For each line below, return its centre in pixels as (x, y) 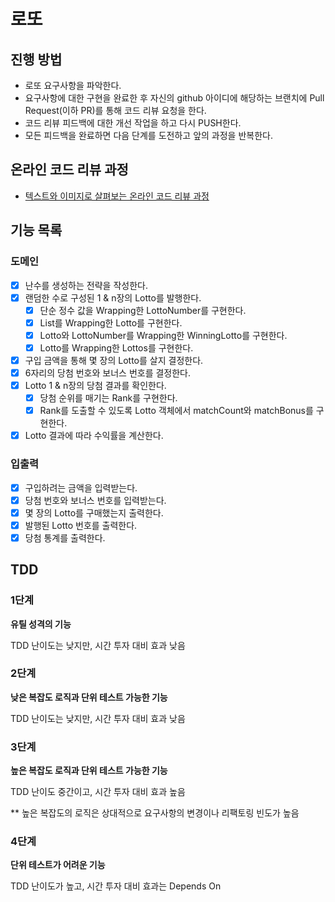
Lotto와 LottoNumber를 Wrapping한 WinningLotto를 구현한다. (163, 335)
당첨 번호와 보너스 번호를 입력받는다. (95, 500)
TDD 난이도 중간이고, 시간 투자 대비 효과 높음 (98, 792)
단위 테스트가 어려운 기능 (58, 865)
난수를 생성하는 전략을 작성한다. (86, 285)
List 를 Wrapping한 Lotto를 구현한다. (111, 322)
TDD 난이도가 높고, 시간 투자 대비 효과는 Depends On (116, 886)
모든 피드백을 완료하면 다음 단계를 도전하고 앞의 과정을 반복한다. (148, 135)
